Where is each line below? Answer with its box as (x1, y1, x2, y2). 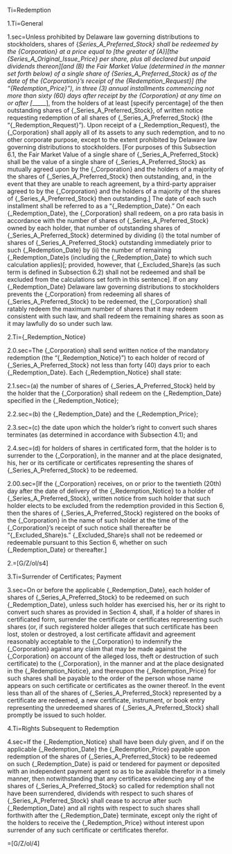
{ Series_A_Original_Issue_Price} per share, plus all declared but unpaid (7, 55, 211, 63)
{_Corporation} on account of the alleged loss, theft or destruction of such (7, 652, 219, 660)
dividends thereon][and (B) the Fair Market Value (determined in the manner (7, 62, 225, 70)
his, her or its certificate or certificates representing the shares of (7, 459, 194, 466)
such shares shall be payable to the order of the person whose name (7, 674, 204, 682)
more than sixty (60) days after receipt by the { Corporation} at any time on (7, 91, 222, 100)
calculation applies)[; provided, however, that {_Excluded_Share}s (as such (7, 261, 220, 269)
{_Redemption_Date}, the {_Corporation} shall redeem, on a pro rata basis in (7, 209, 224, 217)
